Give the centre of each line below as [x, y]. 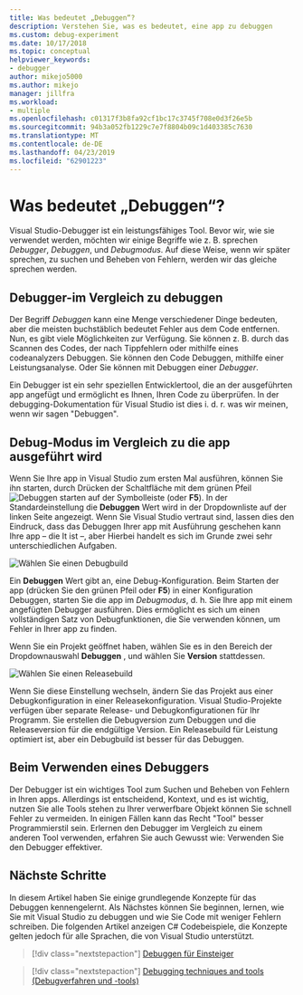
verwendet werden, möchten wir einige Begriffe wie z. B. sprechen [133, 240]
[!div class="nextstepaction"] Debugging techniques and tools [147, 971]
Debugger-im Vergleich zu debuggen [116, 297]
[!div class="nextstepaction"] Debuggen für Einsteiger [133, 953]
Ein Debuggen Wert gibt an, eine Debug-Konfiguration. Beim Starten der [144, 581]
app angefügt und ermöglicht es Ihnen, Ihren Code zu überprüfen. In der [144, 395]
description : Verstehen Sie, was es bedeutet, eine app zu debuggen [141, 26]
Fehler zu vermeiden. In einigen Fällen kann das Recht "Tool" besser [137, 818]
